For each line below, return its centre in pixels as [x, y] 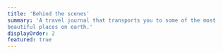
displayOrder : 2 [31, 33]
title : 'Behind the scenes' [49, 14]
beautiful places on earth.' [50, 27]
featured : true [30, 40]
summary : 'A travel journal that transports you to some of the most [112, 20]
